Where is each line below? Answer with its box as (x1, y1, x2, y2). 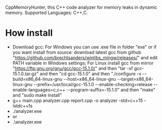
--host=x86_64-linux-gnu (63, 76, 117, 82)
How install (5, 27, 53, 39)
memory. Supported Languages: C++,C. (5, 10, 88, 16)
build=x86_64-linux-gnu (12, 76, 63, 82)
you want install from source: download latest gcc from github (12, 49, 141, 55)
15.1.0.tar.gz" (12, 71, 39, 77)
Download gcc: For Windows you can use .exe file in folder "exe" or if (12, 44, 157, 50)
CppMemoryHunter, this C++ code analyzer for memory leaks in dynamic (5, 5, 157, 10)
